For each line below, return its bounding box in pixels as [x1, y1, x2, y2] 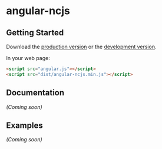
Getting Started [6, 28, 64, 38]
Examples [6, 120, 43, 130]
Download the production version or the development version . [6, 43, 157, 50]
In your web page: [6, 55, 50, 61]
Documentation [6, 88, 65, 98]
